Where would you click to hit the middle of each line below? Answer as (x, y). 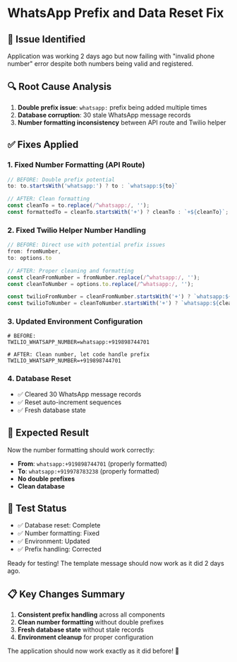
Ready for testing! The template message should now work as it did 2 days (116, 564)
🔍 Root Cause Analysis (59, 87)
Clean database (41, 486)
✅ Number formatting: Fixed (59, 533)
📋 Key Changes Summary (66, 594)
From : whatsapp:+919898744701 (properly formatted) (92, 463)
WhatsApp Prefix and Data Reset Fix (116, 13)
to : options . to (30, 258)
